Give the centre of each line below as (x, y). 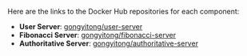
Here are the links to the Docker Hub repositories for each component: (124, 11)
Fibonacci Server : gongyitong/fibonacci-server (98, 35)
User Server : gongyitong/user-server (81, 26)
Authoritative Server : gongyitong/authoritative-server (109, 43)
